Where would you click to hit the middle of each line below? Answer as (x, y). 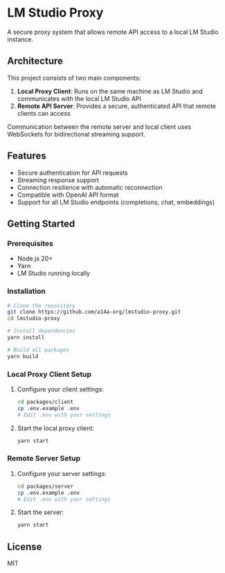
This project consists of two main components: (74, 78)
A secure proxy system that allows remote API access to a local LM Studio (113, 32)
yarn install (26, 337)
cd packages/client (45, 402)
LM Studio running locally (54, 273)
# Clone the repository (42, 306)
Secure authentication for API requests (72, 173)
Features (27, 156)
